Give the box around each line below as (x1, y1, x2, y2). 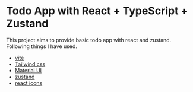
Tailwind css (14, 61, 46, 68)
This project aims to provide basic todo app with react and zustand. (6, 36, 172, 43)
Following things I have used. (6, 43, 77, 50)
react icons (14, 79, 43, 87)
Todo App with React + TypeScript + (6, 4, 188, 18)
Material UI (14, 66, 42, 74)
